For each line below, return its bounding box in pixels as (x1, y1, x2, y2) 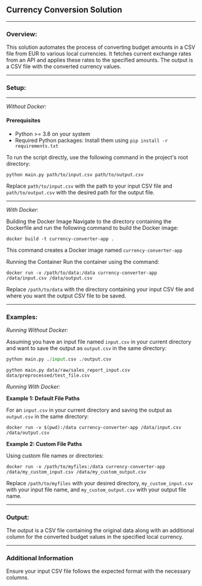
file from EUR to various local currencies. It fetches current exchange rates (6, 50, 191, 57)
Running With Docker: (6, 383, 61, 390)
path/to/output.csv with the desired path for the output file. (6, 188, 155, 196)
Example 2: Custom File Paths (6, 440, 82, 447)
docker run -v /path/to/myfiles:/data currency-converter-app (6, 463, 165, 470)
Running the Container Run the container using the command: (6, 258, 159, 265)
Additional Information (6, 554, 74, 562)
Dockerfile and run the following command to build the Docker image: (6, 224, 179, 231)
